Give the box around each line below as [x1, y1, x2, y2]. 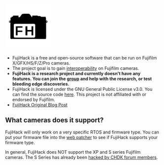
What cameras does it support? [5, 116, 104, 124]
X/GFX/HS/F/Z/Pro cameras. [12, 60, 70, 66]
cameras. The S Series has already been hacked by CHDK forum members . [5, 154, 158, 160]
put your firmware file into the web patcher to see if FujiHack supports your [5, 134, 158, 140]
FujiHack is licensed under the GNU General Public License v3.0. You [12, 86, 153, 92]
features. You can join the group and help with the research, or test [12, 76, 152, 82]
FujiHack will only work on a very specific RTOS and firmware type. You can [5, 129, 159, 135]
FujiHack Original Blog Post [12, 102, 68, 108]
